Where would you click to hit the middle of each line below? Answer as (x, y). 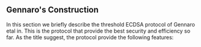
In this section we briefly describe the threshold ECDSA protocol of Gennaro (101, 24)
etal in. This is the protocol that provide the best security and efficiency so (98, 31)
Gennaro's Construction (53, 10)
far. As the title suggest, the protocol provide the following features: (90, 37)
